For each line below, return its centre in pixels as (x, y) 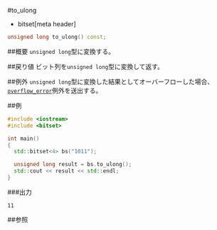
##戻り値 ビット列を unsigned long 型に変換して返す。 (85, 66)
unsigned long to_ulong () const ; (57, 37)
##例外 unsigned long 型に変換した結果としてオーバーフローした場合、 (111, 82)
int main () (23, 138)
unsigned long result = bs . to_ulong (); (73, 165)
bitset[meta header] (47, 24)
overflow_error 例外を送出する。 (55, 90)
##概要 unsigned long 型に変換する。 (61, 51)
